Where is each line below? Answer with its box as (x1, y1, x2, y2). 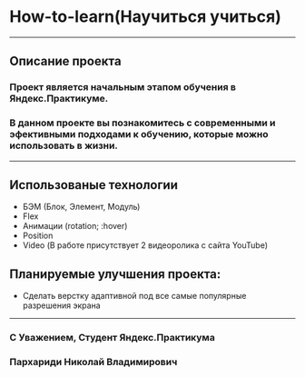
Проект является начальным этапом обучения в (9, 81, 236, 94)
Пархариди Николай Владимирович (9, 356, 178, 369)
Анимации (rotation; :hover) (22, 221, 128, 232)
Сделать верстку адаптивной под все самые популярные (22, 291, 247, 302)
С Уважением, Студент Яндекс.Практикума (9, 332, 215, 344)
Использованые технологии (9, 177, 179, 193)
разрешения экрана (22, 300, 102, 311)
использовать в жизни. (9, 139, 118, 152)
